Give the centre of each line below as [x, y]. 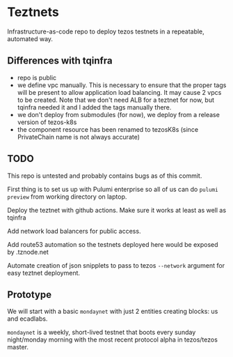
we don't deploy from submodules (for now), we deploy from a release [119, 114]
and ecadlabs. [27, 319]
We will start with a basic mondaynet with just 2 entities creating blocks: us [113, 312]
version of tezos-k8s [47, 122]
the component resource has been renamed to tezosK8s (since [108, 129]
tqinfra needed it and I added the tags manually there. [94, 107]
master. [18, 347]
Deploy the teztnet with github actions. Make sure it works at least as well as [117, 210]
